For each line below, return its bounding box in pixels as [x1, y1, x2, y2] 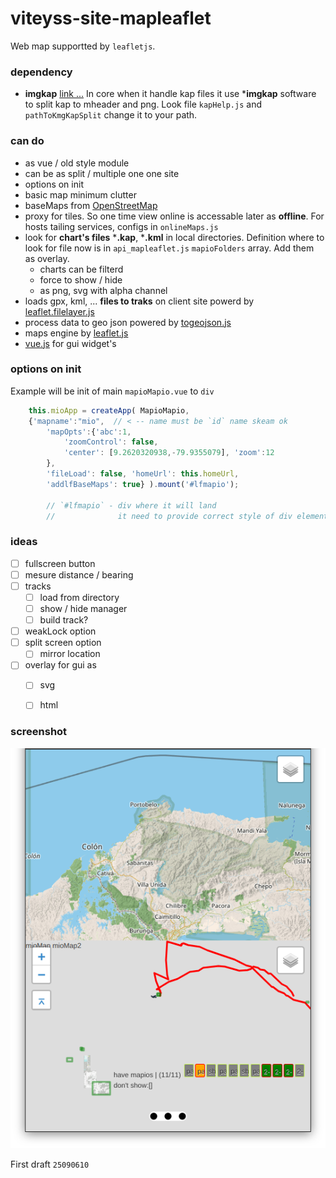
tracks [24, 580, 52, 592]
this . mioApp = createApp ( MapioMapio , [28, 405, 190, 416]
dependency [10, 65, 73, 79]
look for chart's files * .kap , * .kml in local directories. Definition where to [24, 231, 325, 243]
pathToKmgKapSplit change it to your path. [24, 109, 198, 121]
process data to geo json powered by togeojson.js [24, 316, 232, 328]
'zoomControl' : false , [63, 437, 159, 447]
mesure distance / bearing [24, 568, 134, 581]
